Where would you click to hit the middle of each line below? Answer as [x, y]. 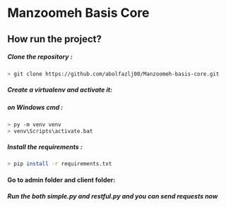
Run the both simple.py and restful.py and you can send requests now [113, 196]
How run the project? [55, 39]
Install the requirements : [45, 147]
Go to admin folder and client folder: [61, 180]
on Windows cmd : [35, 108]
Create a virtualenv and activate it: [60, 90]
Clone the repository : [40, 57]
